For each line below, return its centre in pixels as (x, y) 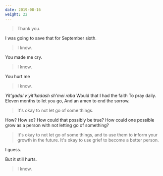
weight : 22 (16, 14)
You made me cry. (24, 57)
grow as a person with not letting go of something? (57, 125)
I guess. (13, 149)
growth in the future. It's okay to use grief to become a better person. (88, 140)
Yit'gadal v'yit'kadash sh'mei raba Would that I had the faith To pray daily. (81, 95)
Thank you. (29, 28)
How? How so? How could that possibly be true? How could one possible (80, 120)
